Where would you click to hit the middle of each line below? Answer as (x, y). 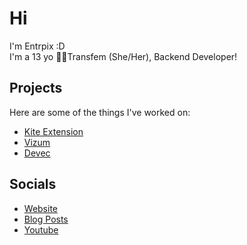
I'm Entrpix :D (37, 46)
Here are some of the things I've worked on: (100, 112)
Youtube (41, 229)
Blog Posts (46, 219)
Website (41, 208)
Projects (36, 88)
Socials (33, 184)
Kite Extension (53, 131)
